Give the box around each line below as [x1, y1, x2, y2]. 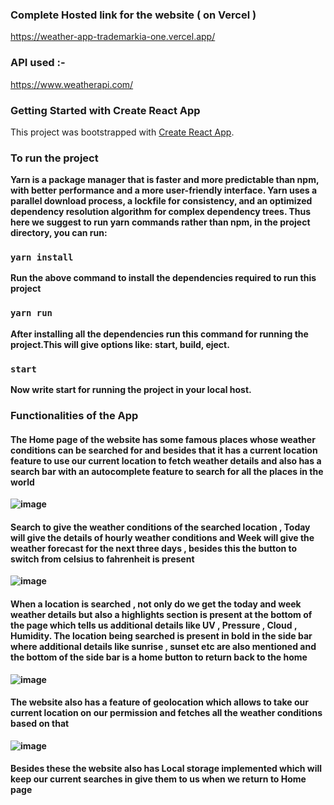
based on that [10, 718, 70, 730]
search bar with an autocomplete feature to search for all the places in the [10, 465, 324, 477]
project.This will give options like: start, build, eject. [10, 338, 230, 350]
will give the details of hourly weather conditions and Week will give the [10, 531, 315, 543]
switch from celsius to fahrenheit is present [10, 553, 195, 565]
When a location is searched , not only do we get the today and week [10, 598, 302, 610]
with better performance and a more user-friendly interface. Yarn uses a [10, 184, 318, 197]
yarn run [10, 308, 53, 319]
